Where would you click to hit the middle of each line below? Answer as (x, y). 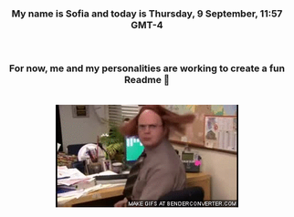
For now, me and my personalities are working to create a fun (147, 68)
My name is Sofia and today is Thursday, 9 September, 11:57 (147, 14)
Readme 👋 (147, 80)
